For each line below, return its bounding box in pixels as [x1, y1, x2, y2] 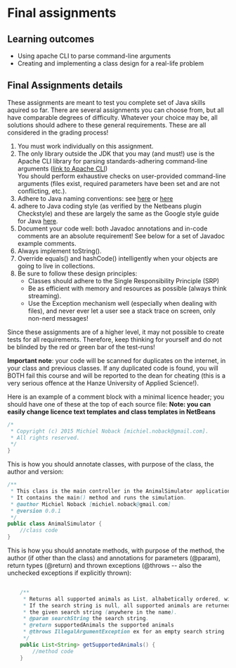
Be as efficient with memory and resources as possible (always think [27, 284, 227, 292]
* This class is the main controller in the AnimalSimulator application [10, 488, 231, 495]
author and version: [7, 467, 64, 476]
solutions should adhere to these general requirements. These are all [7, 120, 206, 129]
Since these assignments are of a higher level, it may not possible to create [7, 328, 225, 336]
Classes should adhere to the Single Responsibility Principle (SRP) [27, 276, 220, 285]
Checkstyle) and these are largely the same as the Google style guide [17, 209, 219, 218]
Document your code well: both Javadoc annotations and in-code [17, 224, 208, 233]
